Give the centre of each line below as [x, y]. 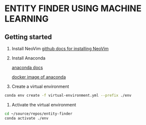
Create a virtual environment [40, 86]
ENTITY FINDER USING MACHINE [73, 9]
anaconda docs [27, 67]
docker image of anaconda [39, 77]
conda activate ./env [27, 118]
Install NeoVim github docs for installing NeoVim [60, 49]
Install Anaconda [29, 58]
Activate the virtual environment [44, 104]
